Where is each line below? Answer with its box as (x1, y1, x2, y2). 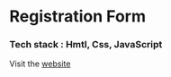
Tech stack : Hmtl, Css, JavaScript (9, 38, 163, 51)
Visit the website (9, 58, 71, 69)
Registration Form (9, 6, 147, 27)
